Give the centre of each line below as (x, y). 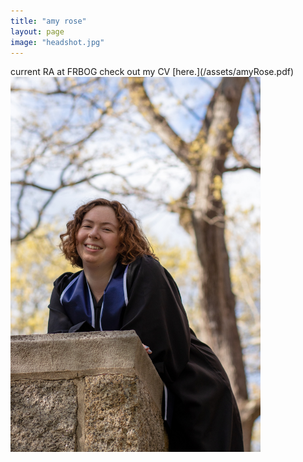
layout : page (37, 31)
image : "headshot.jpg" (57, 42)
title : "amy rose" (48, 21)
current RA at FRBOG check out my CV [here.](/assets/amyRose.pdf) (152, 72)
